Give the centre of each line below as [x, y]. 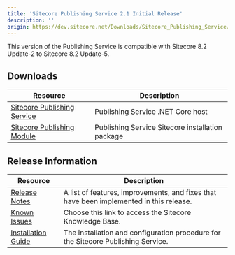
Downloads [33, 76]
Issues [22, 221]
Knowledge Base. [92, 221]
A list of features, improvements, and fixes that [140, 192]
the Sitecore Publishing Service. [116, 241]
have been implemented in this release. [128, 201]
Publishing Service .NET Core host [151, 112]
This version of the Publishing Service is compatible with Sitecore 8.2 [107, 47]
